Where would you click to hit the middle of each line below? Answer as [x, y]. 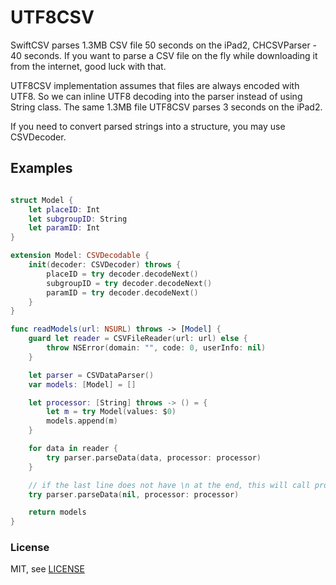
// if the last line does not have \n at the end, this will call [169, 485]
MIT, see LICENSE [47, 569]
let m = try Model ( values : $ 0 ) [111, 412]
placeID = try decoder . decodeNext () [122, 274]
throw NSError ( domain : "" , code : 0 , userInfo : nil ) [156, 348]
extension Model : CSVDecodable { [80, 256]
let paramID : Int [64, 228]
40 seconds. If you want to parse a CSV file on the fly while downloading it [164, 55]
